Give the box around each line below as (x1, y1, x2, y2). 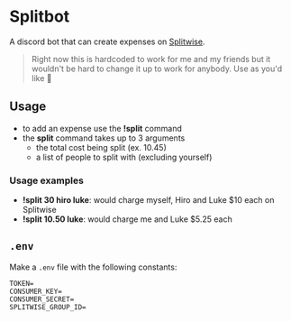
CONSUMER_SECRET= (9, 295, 75, 304)
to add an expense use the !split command (22, 123, 182, 133)
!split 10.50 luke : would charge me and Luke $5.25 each (22, 214, 232, 225)
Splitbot (9, 6, 70, 27)
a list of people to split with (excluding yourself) (35, 151, 213, 162)
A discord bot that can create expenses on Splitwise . (9, 36, 205, 47)
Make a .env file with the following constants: (9, 261, 177, 272)
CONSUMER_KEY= (9, 287, 63, 296)
